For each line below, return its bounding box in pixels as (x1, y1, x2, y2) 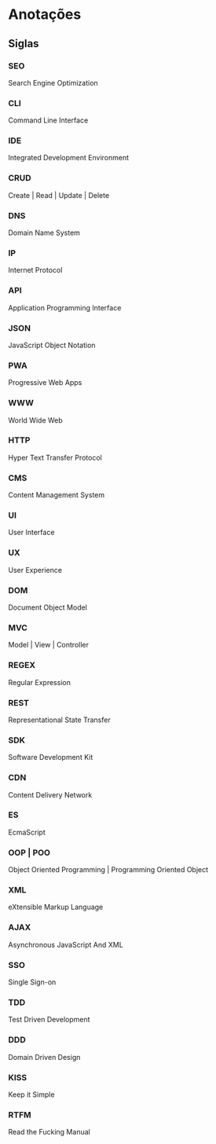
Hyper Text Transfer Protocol (8, 453, 102, 462)
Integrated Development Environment (8, 153, 130, 163)
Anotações (8, 5, 82, 24)
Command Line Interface (8, 115, 89, 125)
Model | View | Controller (8, 640, 89, 650)
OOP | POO (8, 847, 51, 858)
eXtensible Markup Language (8, 902, 104, 912)
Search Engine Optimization (8, 78, 98, 87)
